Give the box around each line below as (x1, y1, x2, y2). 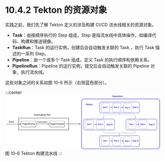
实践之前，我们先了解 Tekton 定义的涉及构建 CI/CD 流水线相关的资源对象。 (5, 22, 157, 28)
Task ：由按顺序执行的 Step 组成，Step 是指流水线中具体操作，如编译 (12, 32, 152, 38)
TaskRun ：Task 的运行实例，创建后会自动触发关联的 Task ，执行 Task (12, 44, 155, 50)
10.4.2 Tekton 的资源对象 (5, 4, 107, 16)
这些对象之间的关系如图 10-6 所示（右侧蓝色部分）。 (5, 79, 110, 85)
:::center (5, 89, 22, 95)
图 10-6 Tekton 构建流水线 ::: (5, 150, 63, 156)
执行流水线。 (21, 69, 47, 75)
